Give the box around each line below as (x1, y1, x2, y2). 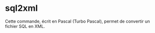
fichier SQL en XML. (5, 23, 45, 29)
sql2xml (5, 3, 38, 14)
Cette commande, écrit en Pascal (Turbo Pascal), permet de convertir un (5, 18, 150, 24)
